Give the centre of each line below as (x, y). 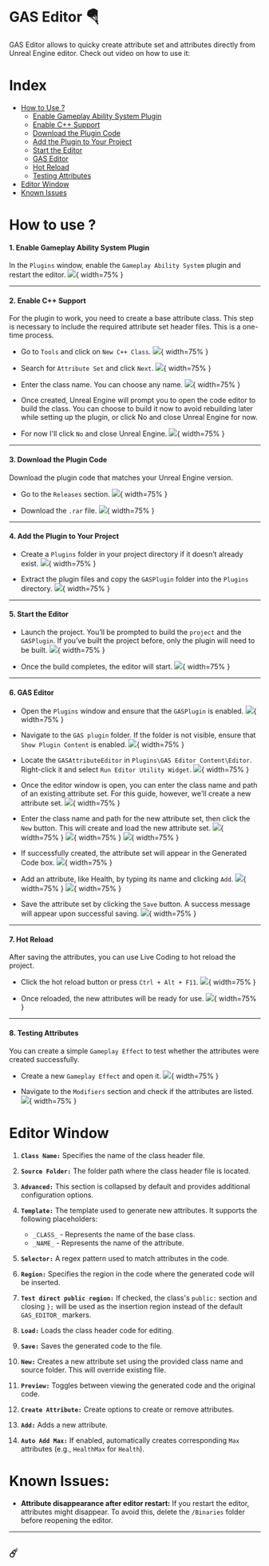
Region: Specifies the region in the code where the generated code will (137, 1273)
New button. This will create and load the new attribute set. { (122, 828)
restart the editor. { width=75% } (66, 275)
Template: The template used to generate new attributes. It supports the (139, 1210)
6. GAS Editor (32, 692)
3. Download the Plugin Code (58, 460)
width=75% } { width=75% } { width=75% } (99, 837)
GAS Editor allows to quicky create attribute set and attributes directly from (133, 44)
